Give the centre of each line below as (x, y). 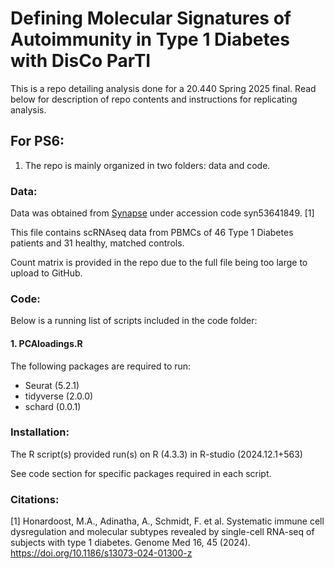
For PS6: (37, 141)
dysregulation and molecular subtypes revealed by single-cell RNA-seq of (162, 532)
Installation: (40, 432)
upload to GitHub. (46, 273)
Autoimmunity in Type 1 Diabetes (150, 39)
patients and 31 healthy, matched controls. (97, 243)
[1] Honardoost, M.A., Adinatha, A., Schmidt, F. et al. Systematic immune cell (167, 521)
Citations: (35, 499)
